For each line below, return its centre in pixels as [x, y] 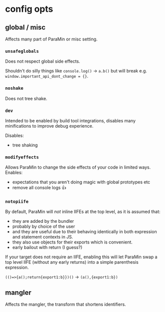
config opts [29, 9]
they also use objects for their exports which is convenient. [72, 242]
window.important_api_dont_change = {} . [47, 76]
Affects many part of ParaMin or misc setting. [51, 39]
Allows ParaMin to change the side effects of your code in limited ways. [78, 167]
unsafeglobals [22, 51]
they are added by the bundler [43, 221]
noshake [14, 88]
